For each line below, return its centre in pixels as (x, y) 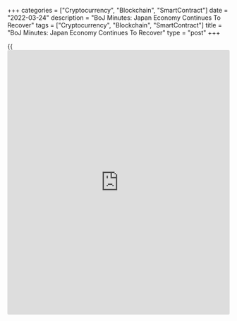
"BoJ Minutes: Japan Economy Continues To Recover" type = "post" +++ (114, 32)
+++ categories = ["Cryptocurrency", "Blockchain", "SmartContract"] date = (118, 10)
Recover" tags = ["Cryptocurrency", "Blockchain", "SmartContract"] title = (115, 25)
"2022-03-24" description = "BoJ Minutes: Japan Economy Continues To (114, 18)
